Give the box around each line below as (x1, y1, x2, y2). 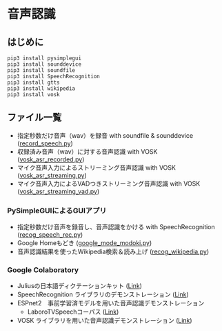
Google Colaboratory (7, 265, 79, 275)
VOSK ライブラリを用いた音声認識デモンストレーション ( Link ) (17, 316, 192, 325)
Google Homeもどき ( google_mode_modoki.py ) (17, 239, 152, 247)
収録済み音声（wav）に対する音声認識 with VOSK (17, 147, 158, 156)
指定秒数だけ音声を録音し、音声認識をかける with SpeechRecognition (17, 223, 215, 231)
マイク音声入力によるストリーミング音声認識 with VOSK (17, 163, 176, 172)
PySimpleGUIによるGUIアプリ (7, 206, 107, 215)
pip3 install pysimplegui (7, 55, 81, 62)
